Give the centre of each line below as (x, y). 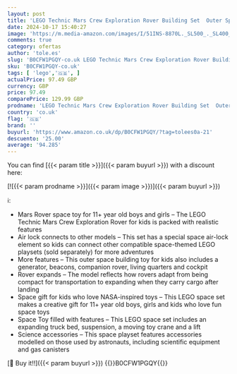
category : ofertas (34, 47)
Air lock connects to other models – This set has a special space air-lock (123, 237)
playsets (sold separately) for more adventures (85, 252)
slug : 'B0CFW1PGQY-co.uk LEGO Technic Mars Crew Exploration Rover (109, 60)
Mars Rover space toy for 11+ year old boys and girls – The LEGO (111, 215)
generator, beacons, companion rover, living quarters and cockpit (113, 267)
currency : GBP (28, 86)
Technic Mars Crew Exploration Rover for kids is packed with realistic (118, 222)
